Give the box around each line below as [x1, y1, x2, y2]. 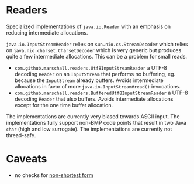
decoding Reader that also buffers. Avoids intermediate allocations [14, 95, 174, 103]
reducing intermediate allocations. [6, 29, 88, 36]
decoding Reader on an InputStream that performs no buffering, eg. [14, 70, 176, 77]
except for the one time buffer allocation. [14, 101, 113, 108]
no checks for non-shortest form [14, 171, 93, 179]
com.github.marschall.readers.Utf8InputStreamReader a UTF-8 [14, 64, 168, 71]
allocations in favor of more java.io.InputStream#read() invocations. [14, 83, 181, 90]
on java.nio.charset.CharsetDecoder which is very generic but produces [6, 46, 182, 53]
